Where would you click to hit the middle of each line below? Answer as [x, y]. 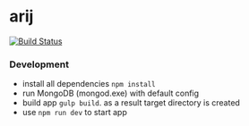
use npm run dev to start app [74, 113]
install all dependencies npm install [89, 84]
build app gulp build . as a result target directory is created [131, 103]
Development [39, 64]
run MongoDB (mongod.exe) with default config [111, 93]
